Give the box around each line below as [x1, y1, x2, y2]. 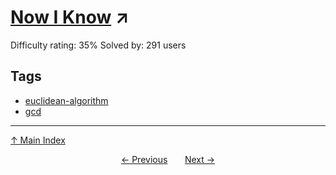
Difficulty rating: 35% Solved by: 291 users [10, 39, 187, 51]
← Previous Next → [120, 153, 216, 165]
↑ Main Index [10, 134, 66, 146]
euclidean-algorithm [24, 94, 109, 106]
